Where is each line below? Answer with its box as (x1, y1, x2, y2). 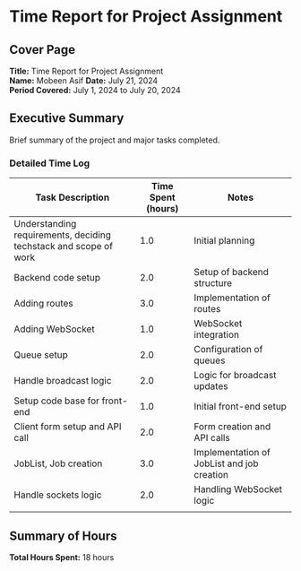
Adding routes (13, 298, 73, 310)
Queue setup (13, 349, 69, 361)
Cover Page (9, 42, 76, 57)
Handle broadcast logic (13, 375, 112, 387)
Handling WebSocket (193, 483, 283, 496)
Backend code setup (13, 272, 101, 284)
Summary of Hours (9, 528, 118, 543)
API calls (193, 432, 230, 445)
